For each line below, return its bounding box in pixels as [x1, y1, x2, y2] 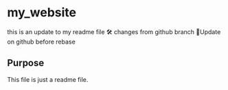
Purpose [7, 57, 45, 69]
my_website [7, 5, 77, 20]
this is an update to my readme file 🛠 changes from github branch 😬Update [7, 27, 221, 35]
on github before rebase [7, 37, 76, 46]
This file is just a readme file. [7, 75, 89, 83]
